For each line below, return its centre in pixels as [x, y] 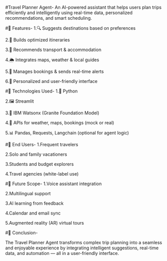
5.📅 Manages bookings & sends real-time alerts [55, 71]
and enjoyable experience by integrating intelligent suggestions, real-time [82, 248]
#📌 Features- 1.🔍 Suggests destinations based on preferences [70, 28]
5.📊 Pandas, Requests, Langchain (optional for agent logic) [67, 133]
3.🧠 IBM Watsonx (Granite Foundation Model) [52, 113]
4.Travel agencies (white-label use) [42, 174]
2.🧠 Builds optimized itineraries [37, 40]
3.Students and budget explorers [40, 164]
